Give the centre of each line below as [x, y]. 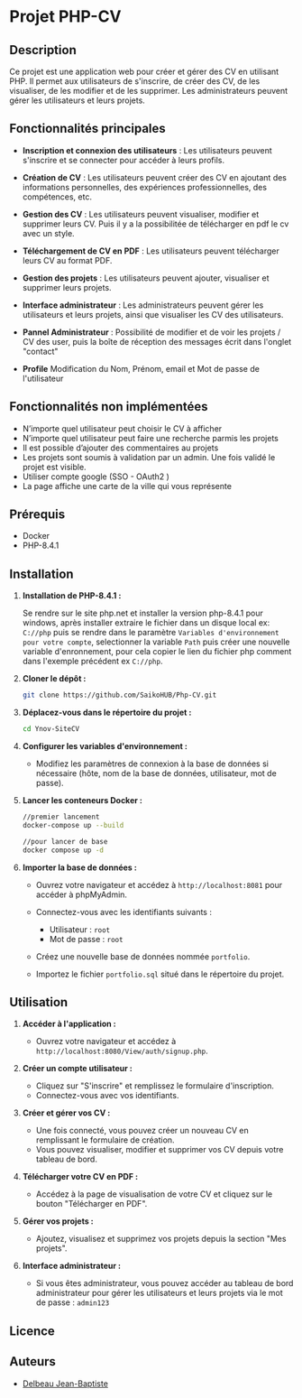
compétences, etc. [57, 197]
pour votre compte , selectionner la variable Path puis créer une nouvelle [156, 642]
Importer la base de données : [79, 867]
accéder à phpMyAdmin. [82, 894]
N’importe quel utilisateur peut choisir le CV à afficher [122, 428]
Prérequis [37, 515]
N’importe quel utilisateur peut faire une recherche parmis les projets [151, 438]
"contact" [40, 351]
